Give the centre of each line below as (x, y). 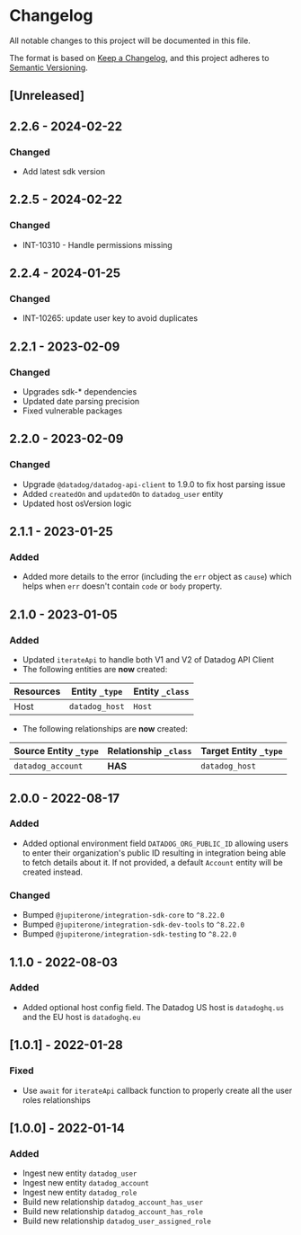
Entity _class (161, 691)
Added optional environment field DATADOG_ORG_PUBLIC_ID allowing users (155, 843)
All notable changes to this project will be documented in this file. (130, 40)
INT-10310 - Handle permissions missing (97, 244)
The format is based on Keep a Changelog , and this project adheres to (139, 58)
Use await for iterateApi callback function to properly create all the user (157, 1090)
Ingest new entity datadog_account (86, 1183)
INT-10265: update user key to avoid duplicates (110, 318)
